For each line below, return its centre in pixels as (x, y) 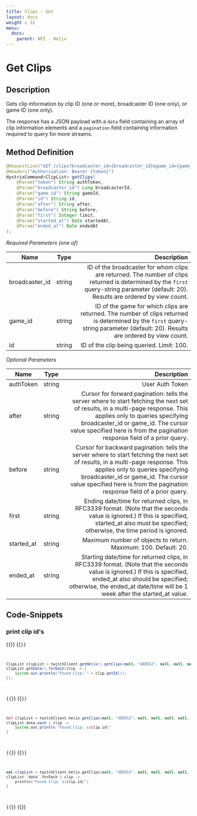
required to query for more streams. (49, 134)
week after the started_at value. (145, 594)
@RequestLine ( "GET (28, 166)
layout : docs (22, 17)
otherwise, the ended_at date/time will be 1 (129, 587)
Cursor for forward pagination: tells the (135, 394)
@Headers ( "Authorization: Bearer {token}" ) (60, 171)
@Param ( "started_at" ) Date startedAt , (64, 221)
